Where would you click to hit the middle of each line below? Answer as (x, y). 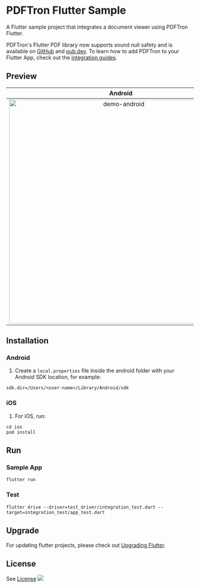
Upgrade (23, 531)
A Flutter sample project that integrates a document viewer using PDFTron (97, 27)
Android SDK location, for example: (58, 377)
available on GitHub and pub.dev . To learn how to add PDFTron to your (93, 51)
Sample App (24, 467)
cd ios (14, 427)
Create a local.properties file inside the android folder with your (94, 371)
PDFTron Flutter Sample (66, 10)
